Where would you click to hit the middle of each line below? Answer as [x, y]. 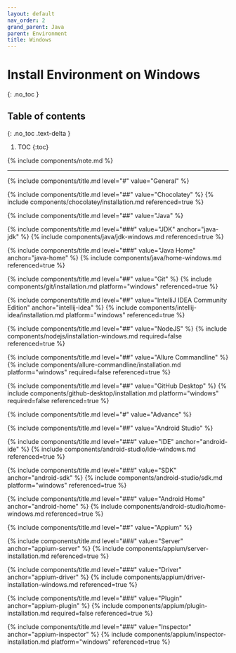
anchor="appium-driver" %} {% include [65, 577]
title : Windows [29, 40]
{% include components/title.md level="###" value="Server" [96, 541]
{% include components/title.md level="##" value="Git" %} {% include [110, 279]
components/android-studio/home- [175, 506]
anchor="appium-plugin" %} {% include [65, 605]
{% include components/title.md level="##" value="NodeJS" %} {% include [117, 329]
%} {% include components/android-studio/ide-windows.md [109, 449]
